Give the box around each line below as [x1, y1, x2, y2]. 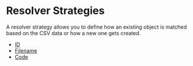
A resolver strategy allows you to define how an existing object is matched [6, 23, 187, 30]
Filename [14, 47, 37, 54]
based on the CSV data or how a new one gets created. [6, 29, 141, 36]
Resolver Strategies [6, 4, 105, 18]
